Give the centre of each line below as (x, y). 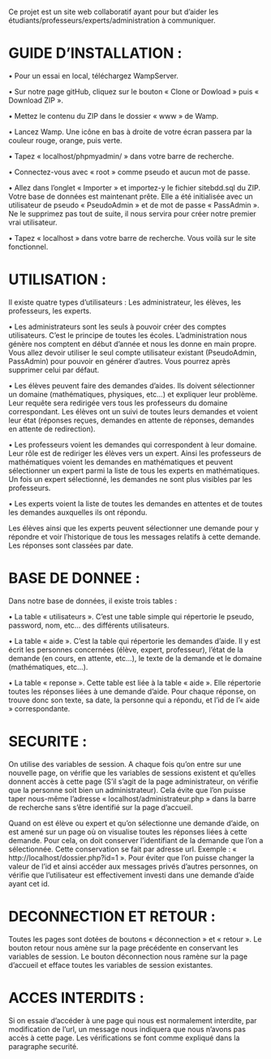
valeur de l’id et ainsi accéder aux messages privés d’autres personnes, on (133, 866)
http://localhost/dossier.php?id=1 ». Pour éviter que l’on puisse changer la (131, 857)
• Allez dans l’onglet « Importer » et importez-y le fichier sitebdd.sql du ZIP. (135, 187)
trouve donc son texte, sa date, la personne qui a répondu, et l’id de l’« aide (134, 700)
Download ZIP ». (36, 100)
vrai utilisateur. (33, 222)
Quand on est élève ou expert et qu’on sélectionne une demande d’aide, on (134, 823)
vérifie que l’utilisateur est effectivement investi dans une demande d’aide (131, 875)
